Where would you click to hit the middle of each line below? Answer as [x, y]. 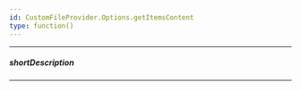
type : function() [42, 26]
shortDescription [42, 62]
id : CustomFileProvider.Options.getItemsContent [102, 17]
